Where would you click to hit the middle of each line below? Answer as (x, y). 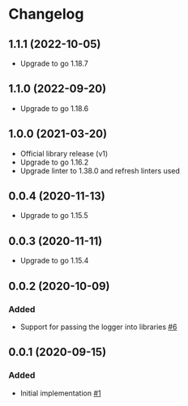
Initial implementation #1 (60, 393)
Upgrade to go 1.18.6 (54, 108)
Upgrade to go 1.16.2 (54, 162)
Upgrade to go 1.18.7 (54, 63)
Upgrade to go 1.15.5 (54, 216)
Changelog (46, 14)
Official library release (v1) (64, 153)
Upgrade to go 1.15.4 (54, 261)
